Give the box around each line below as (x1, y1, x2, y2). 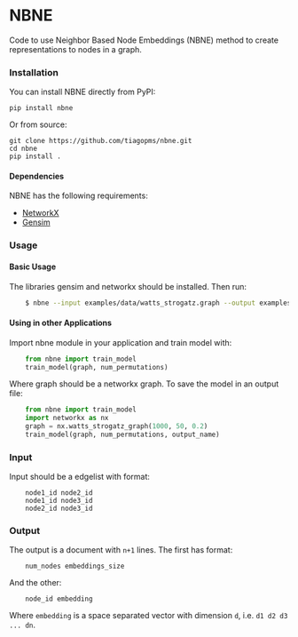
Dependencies (9, 171, 65, 181)
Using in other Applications (9, 317, 113, 329)
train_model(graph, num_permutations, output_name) (25, 430, 220, 440)
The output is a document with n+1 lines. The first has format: (9, 545, 233, 555)
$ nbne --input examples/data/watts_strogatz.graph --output (25, 299, 255, 307)
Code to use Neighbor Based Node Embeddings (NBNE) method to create (9, 35, 279, 45)
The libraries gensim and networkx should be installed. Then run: (9, 281, 247, 291)
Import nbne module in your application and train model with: (9, 337, 232, 347)
